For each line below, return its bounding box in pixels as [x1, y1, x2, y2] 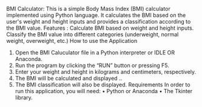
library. [15, 94, 33, 101]
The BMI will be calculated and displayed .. [15, 75, 123, 82]
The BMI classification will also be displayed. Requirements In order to [15, 81, 190, 88]
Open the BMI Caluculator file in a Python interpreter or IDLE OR [15, 49, 175, 56]
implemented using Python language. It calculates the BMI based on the [6, 11, 186, 19]
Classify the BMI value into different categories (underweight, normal [6, 31, 179, 38]
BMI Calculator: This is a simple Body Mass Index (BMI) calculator [6, 5, 171, 12]
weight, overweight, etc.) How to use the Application [6, 37, 138, 44]
